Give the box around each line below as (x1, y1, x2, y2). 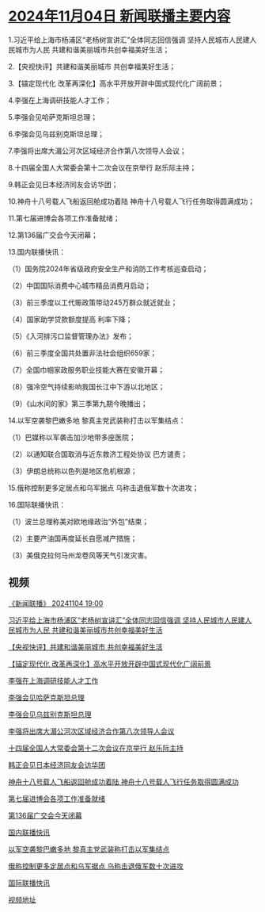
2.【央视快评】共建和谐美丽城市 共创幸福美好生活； (8, 61, 176, 71)
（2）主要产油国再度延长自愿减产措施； (8, 533, 138, 543)
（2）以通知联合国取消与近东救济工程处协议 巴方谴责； (8, 449, 188, 458)
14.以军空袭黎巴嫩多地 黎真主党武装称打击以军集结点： (8, 416, 186, 425)
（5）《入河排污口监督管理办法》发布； (8, 331, 134, 341)
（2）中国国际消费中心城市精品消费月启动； (8, 281, 152, 290)
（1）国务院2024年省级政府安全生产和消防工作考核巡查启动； (8, 263, 209, 274)
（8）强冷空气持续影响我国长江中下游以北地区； (8, 381, 165, 391)
